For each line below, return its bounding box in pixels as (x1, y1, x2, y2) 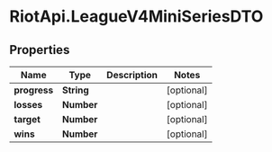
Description (106, 69, 159, 81)
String (61, 84, 90, 96)
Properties (9, 42, 70, 58)
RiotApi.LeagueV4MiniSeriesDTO (9, 6, 264, 27)
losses (14, 99, 43, 111)
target (14, 113, 41, 125)
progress (14, 84, 54, 96)
